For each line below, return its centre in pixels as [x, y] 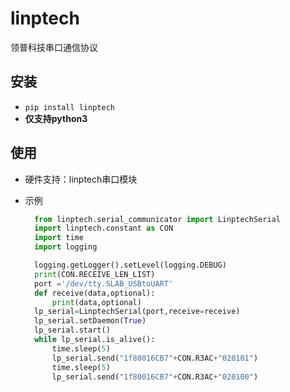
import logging [66, 247]
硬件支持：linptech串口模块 [81, 179]
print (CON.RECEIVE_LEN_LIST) [95, 274]
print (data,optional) [96, 302]
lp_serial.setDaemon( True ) [90, 321]
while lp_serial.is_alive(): [95, 340]
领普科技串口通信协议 [54, 47]
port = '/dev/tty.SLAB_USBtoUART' [104, 283]
